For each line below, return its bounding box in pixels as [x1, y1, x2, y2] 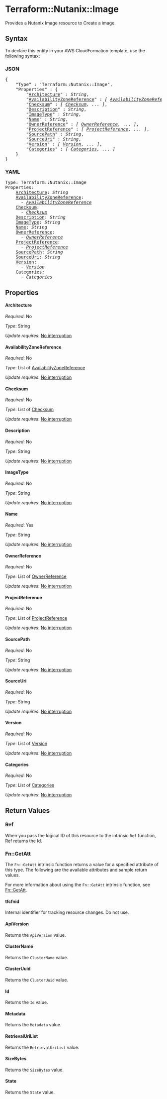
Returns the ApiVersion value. [5, 932, 66, 938]
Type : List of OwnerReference [5, 573, 67, 579]
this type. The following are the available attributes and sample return [5, 867, 148, 873]
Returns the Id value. [5, 999, 48, 1005]
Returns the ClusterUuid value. [5, 977, 69, 983]
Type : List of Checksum [5, 407, 54, 413]
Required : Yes [5, 522, 34, 528]
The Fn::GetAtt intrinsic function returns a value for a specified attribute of [5, 862, 159, 868]
